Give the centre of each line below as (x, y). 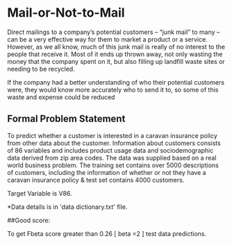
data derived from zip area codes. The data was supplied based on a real (112, 158)
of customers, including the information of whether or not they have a (107, 172)
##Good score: (29, 220)
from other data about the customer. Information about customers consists (114, 143)
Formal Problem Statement (66, 119)
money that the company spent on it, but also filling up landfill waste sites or (116, 61)
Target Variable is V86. (40, 193)
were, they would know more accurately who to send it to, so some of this (113, 90)
